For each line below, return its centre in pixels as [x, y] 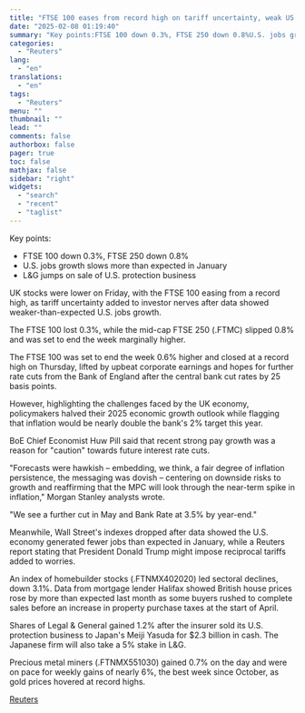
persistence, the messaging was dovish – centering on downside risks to [145, 477]
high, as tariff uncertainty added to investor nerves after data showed [139, 302]
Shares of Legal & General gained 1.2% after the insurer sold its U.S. [137, 625]
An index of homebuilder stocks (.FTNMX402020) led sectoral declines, [144, 578]
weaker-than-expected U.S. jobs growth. [85, 312]
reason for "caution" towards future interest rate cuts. [110, 450]
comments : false [40, 136]
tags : [20, 94]
